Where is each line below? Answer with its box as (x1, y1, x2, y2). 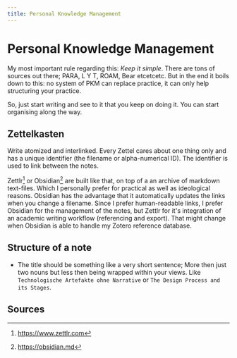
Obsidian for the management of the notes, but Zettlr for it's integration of (7, 206, 221, 215)
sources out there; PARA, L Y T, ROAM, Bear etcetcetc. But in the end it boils (7, 71, 229, 80)
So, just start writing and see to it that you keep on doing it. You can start (7, 100, 219, 109)
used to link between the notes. (7, 161, 99, 170)
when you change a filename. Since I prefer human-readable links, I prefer (7, 199, 224, 208)
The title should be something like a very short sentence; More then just (17, 260, 227, 268)
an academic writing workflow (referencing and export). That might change (7, 214, 226, 223)
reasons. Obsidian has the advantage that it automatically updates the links (7, 192, 226, 200)
